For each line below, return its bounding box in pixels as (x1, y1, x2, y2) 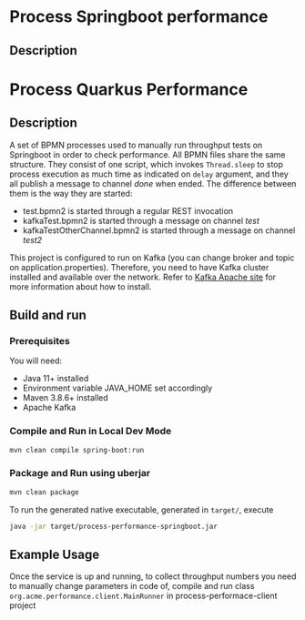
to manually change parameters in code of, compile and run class (9, 581, 255, 592)
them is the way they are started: (9, 188, 133, 198)
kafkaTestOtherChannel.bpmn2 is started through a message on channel (22, 225, 296, 236)
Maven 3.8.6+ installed (22, 392, 109, 403)
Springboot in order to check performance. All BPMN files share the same (9, 148, 286, 160)
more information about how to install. (9, 280, 152, 292)
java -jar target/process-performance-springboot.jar (9, 522, 219, 531)
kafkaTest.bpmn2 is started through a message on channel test (22, 215, 259, 226)
